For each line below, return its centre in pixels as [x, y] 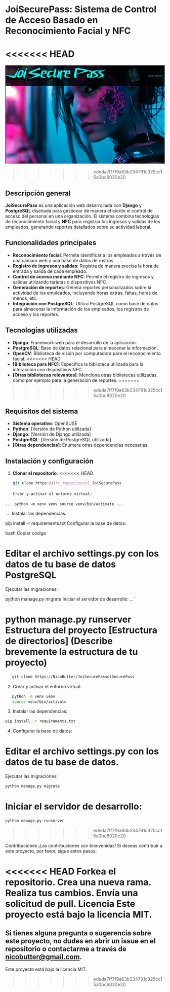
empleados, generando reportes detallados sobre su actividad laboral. [78, 227]
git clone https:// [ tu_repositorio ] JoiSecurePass [67, 483]
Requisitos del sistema [42, 412]
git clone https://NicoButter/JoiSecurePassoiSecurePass [73, 677]
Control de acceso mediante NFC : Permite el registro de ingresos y [83, 276]
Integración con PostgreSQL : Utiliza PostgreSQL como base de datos [86, 303]
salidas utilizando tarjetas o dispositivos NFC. [60, 282]
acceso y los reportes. [36, 314]
